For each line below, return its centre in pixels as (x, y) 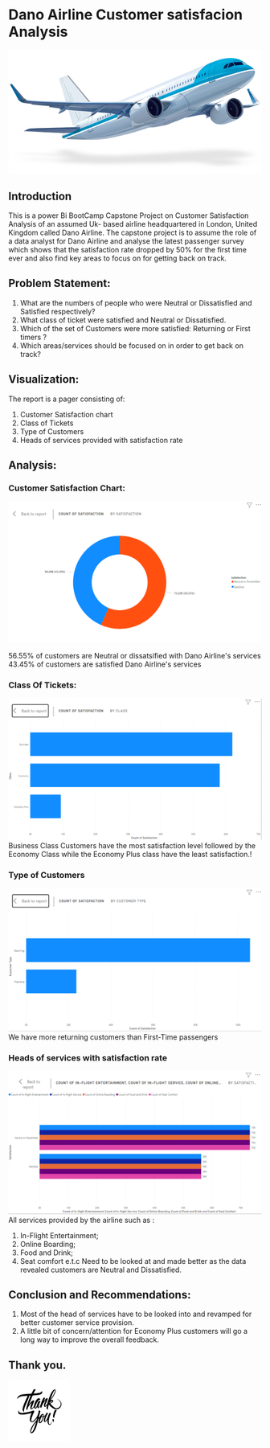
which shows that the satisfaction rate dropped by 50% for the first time (128, 249)
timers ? (33, 337)
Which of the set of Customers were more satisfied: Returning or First (135, 328)
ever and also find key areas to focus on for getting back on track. (118, 258)
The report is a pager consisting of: (67, 399)
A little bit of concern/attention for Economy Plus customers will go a (133, 1331)
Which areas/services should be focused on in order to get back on (131, 345)
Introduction (40, 196)
